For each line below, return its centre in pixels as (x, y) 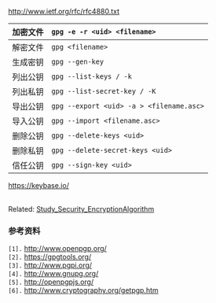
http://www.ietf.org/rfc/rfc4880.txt (64, 11)
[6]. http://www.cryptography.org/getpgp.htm (83, 290)
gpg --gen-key (78, 62)
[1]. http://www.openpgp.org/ (58, 249)
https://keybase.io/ (38, 185)
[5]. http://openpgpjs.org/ (51, 282)
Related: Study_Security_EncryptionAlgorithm (81, 209)
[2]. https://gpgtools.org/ (50, 257)
